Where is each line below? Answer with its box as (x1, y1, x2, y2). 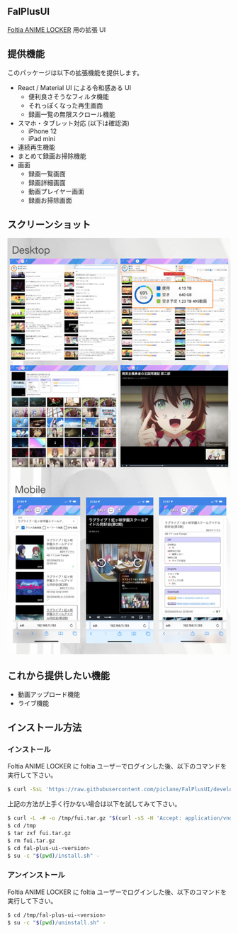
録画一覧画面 (28, 169, 66, 178)
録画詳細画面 (28, 178, 66, 186)
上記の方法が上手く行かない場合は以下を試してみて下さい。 (7, 800, 181, 808)
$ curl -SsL (7, 786, 42, 793)
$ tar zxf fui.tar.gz (7, 829, 72, 837)
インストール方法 (7, 721, 82, 733)
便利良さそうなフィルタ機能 (28, 92, 110, 101)
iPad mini (28, 134, 55, 143)
